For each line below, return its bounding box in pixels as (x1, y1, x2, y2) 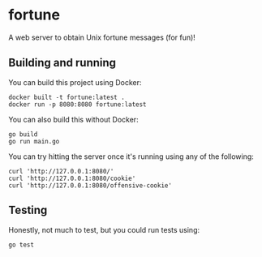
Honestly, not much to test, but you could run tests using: (8, 225, 200, 234)
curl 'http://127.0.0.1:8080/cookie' (8, 174, 136, 182)
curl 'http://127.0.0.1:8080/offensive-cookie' (8, 181, 173, 190)
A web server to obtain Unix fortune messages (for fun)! (8, 32, 196, 42)
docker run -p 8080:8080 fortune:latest (8, 100, 148, 109)
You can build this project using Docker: (8, 77, 142, 87)
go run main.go (8, 137, 60, 145)
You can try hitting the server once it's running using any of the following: (8, 152, 254, 161)
